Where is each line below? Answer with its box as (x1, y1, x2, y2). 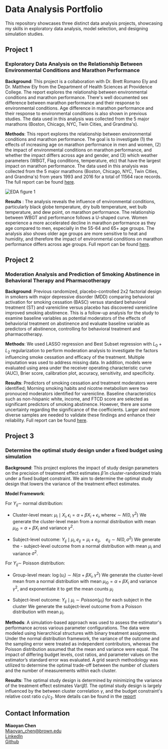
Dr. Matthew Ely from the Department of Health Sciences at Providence (5, 84, 152, 90)
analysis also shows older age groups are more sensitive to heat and (5, 230, 147, 236)
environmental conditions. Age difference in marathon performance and (5, 105, 154, 111)
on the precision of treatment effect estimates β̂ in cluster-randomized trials (5, 470, 161, 476)
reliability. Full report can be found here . (5, 417, 88, 423)
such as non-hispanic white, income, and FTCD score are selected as (5, 396, 149, 402)
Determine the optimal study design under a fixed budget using (5, 447, 163, 454)
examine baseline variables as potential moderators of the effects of (5, 315, 146, 321)
